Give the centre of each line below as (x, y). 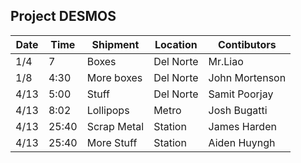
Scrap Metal (115, 126)
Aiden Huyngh (242, 142)
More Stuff (112, 142)
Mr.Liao (226, 61)
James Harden (242, 126)
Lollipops (108, 110)
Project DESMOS (63, 16)
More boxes (114, 77)
